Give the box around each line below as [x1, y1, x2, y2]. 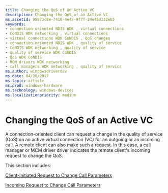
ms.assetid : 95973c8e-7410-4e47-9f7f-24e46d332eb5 [5, 17, 115, 22]
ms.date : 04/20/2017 [5, 74, 49, 79]
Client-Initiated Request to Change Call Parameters [5, 172, 112, 178]
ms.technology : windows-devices [5, 87, 74, 93]
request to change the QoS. [5, 153, 64, 159]
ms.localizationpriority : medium [5, 92, 76, 98]
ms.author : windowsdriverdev [5, 69, 67, 74]
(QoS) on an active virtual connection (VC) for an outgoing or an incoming [5, 137, 160, 143]
